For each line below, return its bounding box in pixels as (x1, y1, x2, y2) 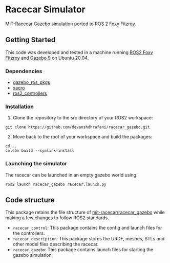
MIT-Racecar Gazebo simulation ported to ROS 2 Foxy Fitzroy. (5, 21, 137, 27)
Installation (5, 103, 34, 110)
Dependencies (5, 67, 42, 75)
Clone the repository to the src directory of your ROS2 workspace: (12, 115, 153, 121)
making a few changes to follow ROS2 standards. (5, 215, 109, 221)
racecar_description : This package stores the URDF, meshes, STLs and (12, 236, 165, 242)
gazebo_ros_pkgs (12, 79, 50, 85)
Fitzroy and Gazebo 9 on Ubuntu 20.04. (5, 55, 89, 61)
